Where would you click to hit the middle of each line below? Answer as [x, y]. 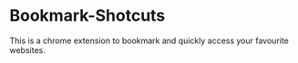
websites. [27, 49]
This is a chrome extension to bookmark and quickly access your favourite [149, 40]
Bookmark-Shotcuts [87, 16]
